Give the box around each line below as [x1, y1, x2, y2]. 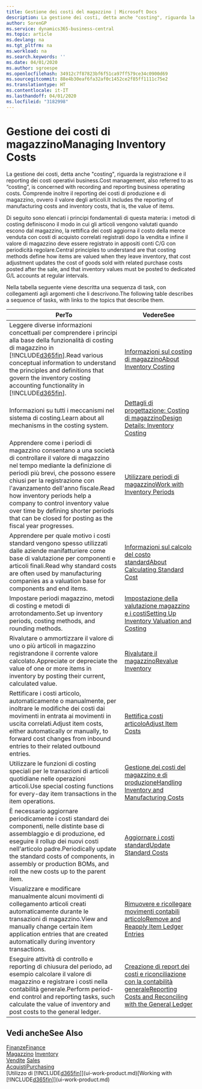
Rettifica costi [124, 712, 164, 720]
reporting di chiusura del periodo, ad [9, 962, 112, 971]
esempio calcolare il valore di [9, 969, 92, 978]
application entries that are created [9, 930, 108, 938]
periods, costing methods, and [9, 616, 96, 625]
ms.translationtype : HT [6, 82, 66, 88]
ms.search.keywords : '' [6, 54, 66, 60]
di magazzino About [124, 354, 179, 363]
